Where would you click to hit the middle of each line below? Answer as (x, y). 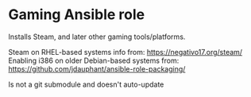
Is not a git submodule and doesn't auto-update (86, 84)
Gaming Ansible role (77, 15)
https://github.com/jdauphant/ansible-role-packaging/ (97, 68)
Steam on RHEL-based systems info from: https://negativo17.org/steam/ (125, 52)
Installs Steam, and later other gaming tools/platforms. (97, 37)
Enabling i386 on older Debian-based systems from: (94, 60)
